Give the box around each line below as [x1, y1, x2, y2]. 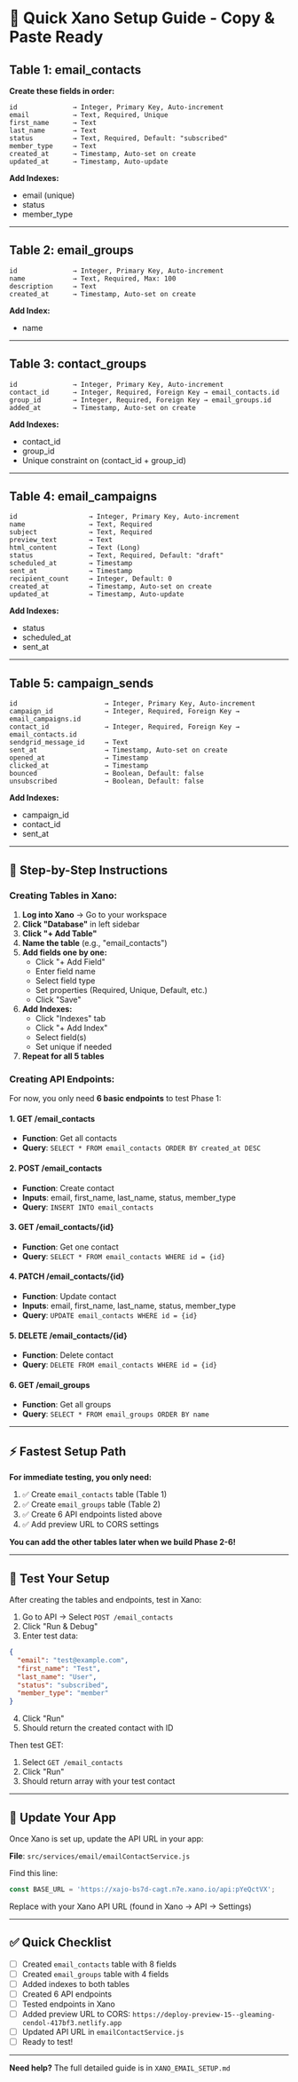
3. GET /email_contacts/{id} [9, 1222, 114, 1233]
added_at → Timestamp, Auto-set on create [9, 403, 197, 412]
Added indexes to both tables [21, 1978, 130, 1989]
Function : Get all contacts [21, 1133, 118, 1144]
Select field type [35, 975, 96, 986]
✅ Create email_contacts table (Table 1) [21, 1489, 168, 1500]
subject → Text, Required [9, 528, 153, 537]
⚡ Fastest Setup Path [9, 1444, 127, 1459]
